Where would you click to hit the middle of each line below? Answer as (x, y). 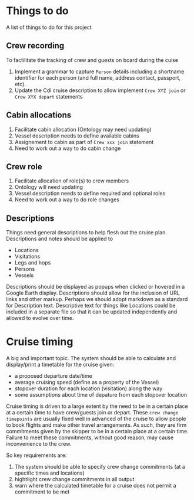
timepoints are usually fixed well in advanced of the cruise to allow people (96, 419)
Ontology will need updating (49, 187)
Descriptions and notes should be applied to (60, 239)
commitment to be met (42, 492)
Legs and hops (33, 263)
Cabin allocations (39, 115)
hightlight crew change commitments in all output (74, 479)
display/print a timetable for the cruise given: (60, 365)
